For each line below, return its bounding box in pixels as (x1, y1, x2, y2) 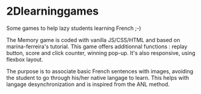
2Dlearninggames (6, 4, 99, 18)
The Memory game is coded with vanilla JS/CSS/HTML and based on (6, 36, 181, 43)
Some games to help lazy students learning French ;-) (6, 24, 141, 32)
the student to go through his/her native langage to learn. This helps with (6, 74, 189, 81)
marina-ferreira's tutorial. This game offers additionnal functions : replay (6, 43, 188, 50)
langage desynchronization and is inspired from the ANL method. (6, 81, 170, 88)
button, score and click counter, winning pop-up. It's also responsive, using (6, 49, 196, 56)
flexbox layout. (6, 56, 44, 63)
